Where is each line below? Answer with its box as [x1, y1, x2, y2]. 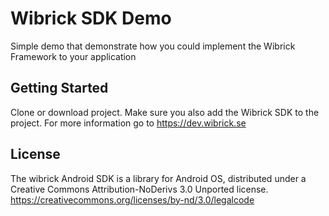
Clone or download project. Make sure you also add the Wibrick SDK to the [10, 106, 320, 118]
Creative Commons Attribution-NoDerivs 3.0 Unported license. [10, 183, 269, 195]
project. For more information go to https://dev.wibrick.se [10, 117, 247, 129]
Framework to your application [10, 50, 137, 62]
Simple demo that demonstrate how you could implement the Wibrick [10, 40, 296, 52]
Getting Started [10, 80, 109, 97]
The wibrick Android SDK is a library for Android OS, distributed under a [10, 172, 307, 184]
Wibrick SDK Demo [10, 7, 172, 30]
